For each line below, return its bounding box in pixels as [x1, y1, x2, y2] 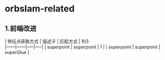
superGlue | [5, 49, 29, 55]
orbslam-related [5, 3, 75, 14]
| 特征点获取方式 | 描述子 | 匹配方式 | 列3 [5, 38, 89, 44]
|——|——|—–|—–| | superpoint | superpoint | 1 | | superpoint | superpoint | [5, 44, 160, 50]
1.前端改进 [5, 24, 37, 32]
